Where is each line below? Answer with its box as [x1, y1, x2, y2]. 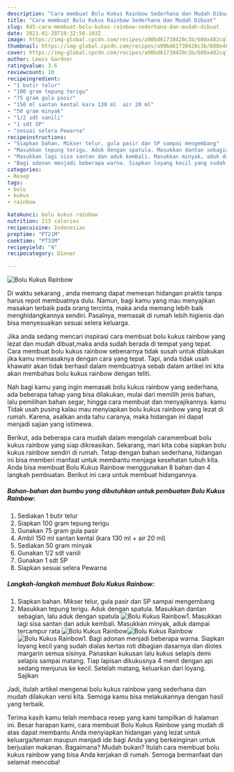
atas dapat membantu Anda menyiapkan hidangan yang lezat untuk [7, 728, 201, 737]
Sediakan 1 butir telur [17, 511, 78, 520]
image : [7, 36, 26, 43]
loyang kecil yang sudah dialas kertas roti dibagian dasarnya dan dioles [17, 642, 222, 650]
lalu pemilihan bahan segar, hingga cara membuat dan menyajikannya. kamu [7, 398, 226, 406]
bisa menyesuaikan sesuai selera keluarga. [7, 319, 130, 327]
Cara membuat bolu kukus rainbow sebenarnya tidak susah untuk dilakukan [7, 347, 225, 356]
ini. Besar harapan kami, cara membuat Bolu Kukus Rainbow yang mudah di [7, 721, 224, 729]
